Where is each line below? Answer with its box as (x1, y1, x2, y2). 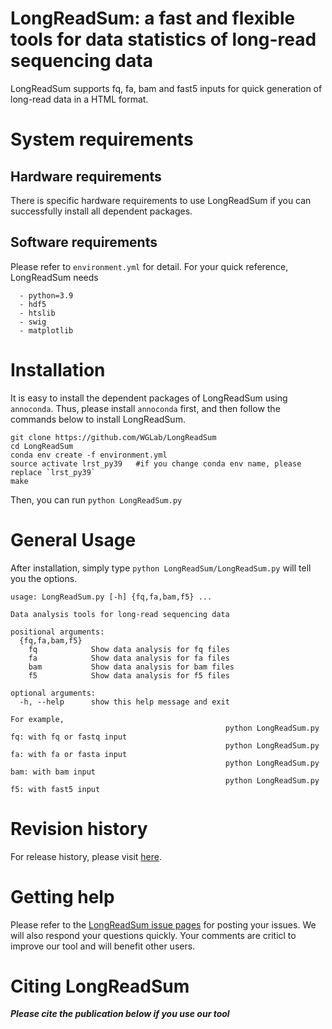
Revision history (10, 817, 148, 840)
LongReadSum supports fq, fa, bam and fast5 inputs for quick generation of (10, 82, 323, 94)
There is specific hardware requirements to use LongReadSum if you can (10, 194, 312, 206)
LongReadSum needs (10, 271, 99, 283)
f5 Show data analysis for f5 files (28, 670, 230, 681)
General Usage (10, 528, 137, 551)
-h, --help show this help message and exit (19, 697, 230, 707)
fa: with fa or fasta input (10, 749, 128, 759)
